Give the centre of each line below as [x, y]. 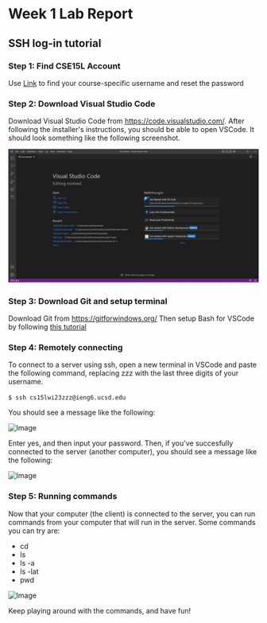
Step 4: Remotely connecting [66, 348]
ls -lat [29, 571]
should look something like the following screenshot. [94, 138]
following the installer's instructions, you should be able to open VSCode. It [131, 130]
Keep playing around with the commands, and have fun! [100, 610]
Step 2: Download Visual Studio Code [82, 103]
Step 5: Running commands [63, 496]
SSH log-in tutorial [55, 43]
